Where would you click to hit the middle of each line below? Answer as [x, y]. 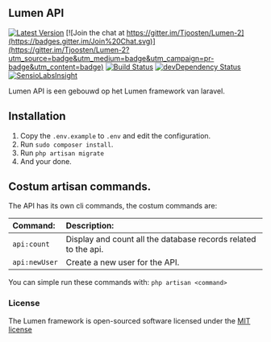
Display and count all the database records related [161, 239]
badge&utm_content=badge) [56, 67]
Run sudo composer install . [67, 144]
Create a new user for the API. [123, 262]
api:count [31, 244]
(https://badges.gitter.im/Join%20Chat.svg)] [82, 41]
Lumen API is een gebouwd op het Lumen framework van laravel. [117, 91]
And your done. [46, 161]
